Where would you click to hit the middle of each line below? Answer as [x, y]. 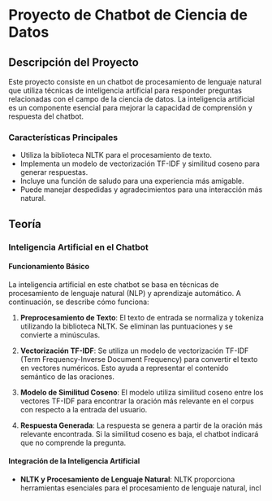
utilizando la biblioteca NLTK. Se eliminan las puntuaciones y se [126, 326]
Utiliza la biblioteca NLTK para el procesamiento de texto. [116, 155]
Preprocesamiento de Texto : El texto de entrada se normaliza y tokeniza [142, 317]
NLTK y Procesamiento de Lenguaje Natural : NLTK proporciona [127, 479]
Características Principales [63, 137]
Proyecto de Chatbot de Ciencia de [128, 15]
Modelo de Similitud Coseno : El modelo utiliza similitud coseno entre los [142, 392]
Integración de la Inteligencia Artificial [74, 461]
